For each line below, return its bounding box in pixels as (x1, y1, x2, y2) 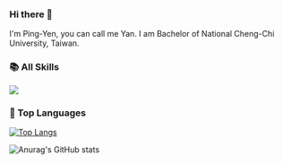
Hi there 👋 (9, 8, 54, 21)
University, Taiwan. (9, 38, 80, 48)
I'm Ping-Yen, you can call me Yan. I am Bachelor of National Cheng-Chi (9, 29, 275, 39)
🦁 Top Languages (9, 107, 87, 119)
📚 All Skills (9, 61, 60, 73)
